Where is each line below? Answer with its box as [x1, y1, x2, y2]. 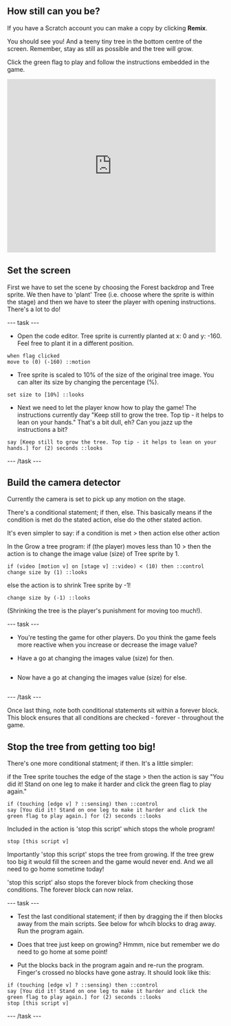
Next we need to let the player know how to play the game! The [16, 403, 197, 411]
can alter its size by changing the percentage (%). [16, 377, 159, 386]
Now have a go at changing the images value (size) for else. [16, 673, 187, 682]
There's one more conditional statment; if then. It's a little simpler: [7, 759, 194, 768]
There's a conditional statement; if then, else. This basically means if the [7, 509, 212, 517]
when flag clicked [7, 352, 60, 359]
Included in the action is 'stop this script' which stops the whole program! [7, 825, 215, 833]
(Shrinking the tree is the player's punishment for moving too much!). [7, 606, 203, 615]
